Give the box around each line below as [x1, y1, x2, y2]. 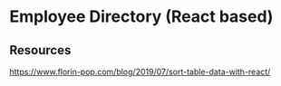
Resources [9, 43, 72, 58]
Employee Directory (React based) [9, 6, 274, 27]
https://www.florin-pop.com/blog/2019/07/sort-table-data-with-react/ [9, 66, 271, 77]
